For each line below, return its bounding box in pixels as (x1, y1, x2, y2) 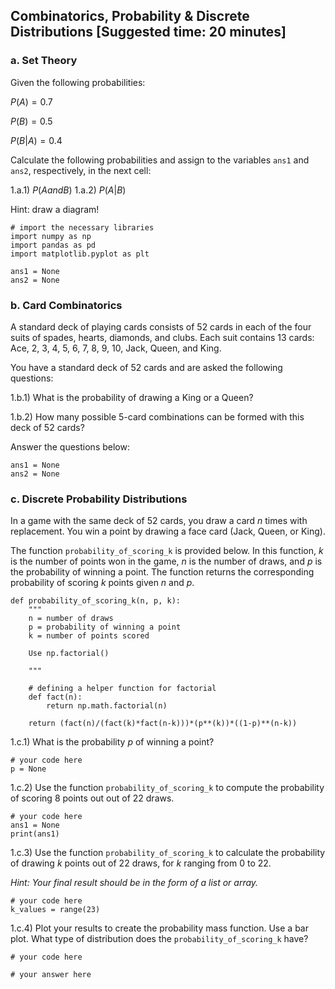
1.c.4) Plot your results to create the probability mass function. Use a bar (10, 922, 309, 934)
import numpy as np (10, 231, 92, 241)
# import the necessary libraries (10, 222, 155, 233)
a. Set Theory (10, 54, 78, 68)
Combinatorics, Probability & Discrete (10, 8, 250, 25)
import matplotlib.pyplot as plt (10, 249, 150, 259)
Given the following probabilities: (10, 76, 146, 88)
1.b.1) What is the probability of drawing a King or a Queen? (10, 391, 254, 403)
